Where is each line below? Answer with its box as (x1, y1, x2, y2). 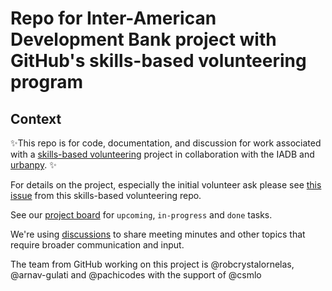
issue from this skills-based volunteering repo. (10, 190, 202, 201)
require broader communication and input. (10, 239, 185, 251)
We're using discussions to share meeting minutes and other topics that (10, 228, 306, 240)
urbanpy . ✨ (10, 159, 57, 171)
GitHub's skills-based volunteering (10, 50, 307, 72)
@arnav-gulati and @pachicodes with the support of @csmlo (10, 269, 262, 281)
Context (10, 110, 62, 127)
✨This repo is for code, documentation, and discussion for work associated (10, 137, 322, 149)
